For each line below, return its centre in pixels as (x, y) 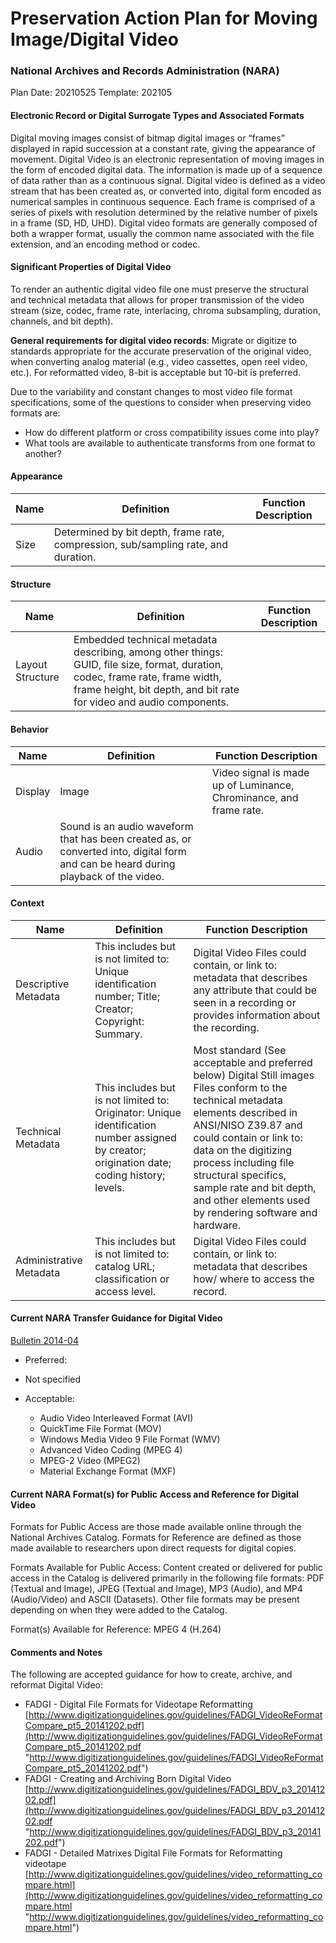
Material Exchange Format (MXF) (108, 1471)
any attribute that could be (255, 990)
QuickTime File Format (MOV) (100, 1428)
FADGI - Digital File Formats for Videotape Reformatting (138, 1704)
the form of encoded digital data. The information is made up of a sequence (166, 169)
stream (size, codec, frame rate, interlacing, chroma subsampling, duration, (165, 310)
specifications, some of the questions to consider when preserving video (161, 402)
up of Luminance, (253, 785)
